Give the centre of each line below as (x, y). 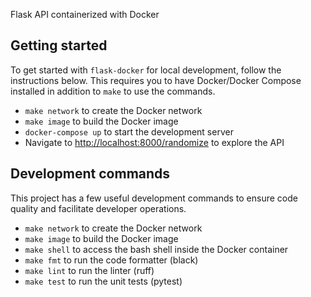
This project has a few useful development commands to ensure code (154, 198)
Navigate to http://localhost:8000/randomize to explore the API (154, 142)
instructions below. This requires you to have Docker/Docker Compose (156, 80)
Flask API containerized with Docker (85, 14)
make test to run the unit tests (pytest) (103, 281)
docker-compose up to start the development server (129, 131)
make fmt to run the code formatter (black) (111, 260)
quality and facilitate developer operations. (98, 208)
